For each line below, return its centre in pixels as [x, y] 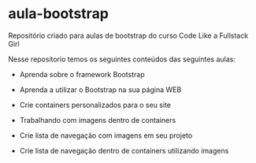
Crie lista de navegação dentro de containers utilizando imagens [124, 150]
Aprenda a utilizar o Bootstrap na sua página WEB [100, 89]
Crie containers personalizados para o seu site [95, 105]
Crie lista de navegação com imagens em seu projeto [106, 135]
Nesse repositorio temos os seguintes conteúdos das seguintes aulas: [122, 59]
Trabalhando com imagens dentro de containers [98, 120]
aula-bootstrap [58, 14]
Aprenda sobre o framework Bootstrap [82, 74]
